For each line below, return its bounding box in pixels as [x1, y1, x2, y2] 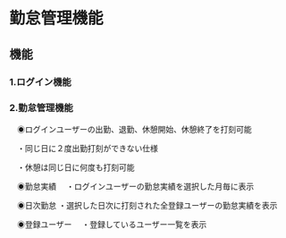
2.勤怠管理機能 [9, 102, 73, 115]
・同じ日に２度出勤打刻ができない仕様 [16, 142, 158, 153]
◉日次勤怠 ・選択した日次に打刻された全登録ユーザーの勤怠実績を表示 [16, 200, 278, 210]
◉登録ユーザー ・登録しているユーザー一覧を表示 [16, 218, 207, 229]
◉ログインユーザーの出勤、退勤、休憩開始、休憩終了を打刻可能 [16, 123, 252, 134]
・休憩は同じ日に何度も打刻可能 [16, 162, 135, 173]
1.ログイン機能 [9, 75, 71, 88]
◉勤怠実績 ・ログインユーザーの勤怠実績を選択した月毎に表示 [16, 181, 255, 191]
